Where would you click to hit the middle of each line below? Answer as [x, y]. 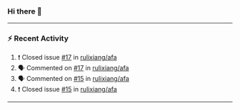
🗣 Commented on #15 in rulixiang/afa [74, 78]
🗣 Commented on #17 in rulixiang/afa [73, 67]
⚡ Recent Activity [38, 38]
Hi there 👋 [25, 11]
